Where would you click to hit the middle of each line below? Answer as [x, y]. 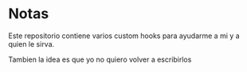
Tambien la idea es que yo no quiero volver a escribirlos [100, 59]
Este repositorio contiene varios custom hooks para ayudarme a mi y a [124, 36]
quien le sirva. [31, 44]
